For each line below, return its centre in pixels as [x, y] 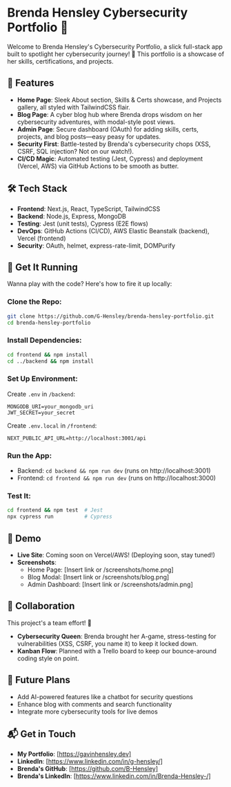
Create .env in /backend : [41, 394]
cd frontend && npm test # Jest [55, 510]
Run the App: [30, 455]
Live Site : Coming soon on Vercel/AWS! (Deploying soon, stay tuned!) [116, 554]
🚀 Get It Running [42, 267]
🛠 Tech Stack [37, 189]
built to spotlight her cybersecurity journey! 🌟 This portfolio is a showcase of [116, 54]
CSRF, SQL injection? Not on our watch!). [76, 151]
